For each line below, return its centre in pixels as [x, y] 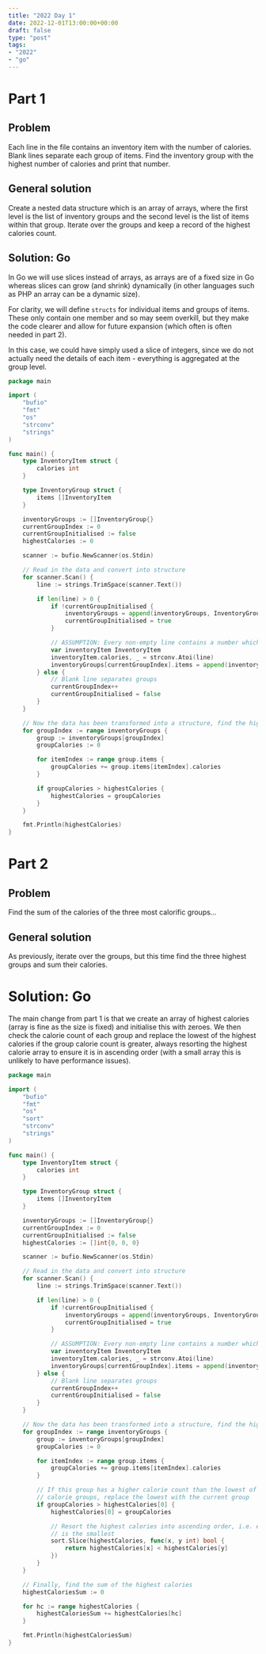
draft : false [30, 30]
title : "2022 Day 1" [42, 15]
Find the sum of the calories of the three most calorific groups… [112, 912]
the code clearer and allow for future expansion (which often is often [120, 326]
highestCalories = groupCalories [105, 796]
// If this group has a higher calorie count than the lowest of [147, 1490]
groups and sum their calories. [58, 964]
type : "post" [30, 38]
